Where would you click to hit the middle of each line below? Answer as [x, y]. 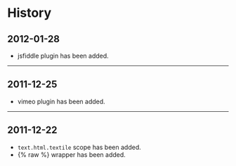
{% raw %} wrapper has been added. [72, 154]
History [29, 13]
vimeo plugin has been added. [61, 101]
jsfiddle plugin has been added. [63, 56]
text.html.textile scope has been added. [79, 147]
